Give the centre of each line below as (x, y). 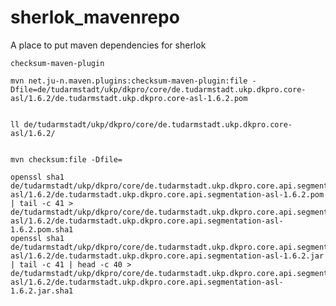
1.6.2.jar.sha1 (42, 291)
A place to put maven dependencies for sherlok (108, 45)
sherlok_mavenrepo (95, 17)
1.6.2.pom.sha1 (42, 229)
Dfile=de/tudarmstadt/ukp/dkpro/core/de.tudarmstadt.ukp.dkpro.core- (158, 89)
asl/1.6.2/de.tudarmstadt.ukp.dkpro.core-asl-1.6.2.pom (129, 98)
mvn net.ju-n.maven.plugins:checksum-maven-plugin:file (129, 81)
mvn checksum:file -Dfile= (66, 159)
